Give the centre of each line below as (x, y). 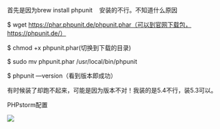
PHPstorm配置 (27, 105)
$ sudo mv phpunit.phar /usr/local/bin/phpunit (72, 61)
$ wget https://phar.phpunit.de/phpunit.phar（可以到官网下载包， (99, 25)
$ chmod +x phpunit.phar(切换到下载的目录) (69, 48)
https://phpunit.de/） (37, 33)
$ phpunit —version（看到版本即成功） (62, 75)
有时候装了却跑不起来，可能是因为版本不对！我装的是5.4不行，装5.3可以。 (112, 90)
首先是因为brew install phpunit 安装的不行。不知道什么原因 (92, 10)
